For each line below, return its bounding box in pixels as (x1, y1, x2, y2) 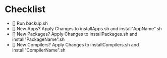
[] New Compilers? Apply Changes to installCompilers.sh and (12, 41, 139, 47)
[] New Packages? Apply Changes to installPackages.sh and (12, 31, 138, 37)
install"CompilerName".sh (12, 47, 66, 53)
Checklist (5, 4, 46, 15)
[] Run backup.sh (12, 20, 48, 26)
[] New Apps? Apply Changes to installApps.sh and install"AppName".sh (12, 25, 162, 31)
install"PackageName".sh (12, 36, 65, 42)
